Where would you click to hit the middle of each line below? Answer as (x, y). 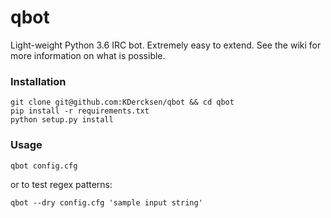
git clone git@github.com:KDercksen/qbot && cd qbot (122, 102)
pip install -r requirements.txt (80, 111)
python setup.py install (62, 120)
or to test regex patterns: (61, 184)
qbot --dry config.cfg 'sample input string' (106, 202)
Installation (38, 81)
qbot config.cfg (44, 166)
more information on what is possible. (88, 55)
